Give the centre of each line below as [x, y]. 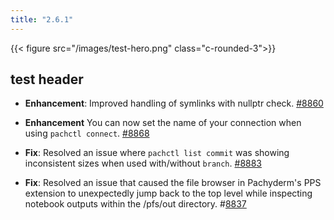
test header [47, 79]
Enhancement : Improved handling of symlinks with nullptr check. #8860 [174, 103]
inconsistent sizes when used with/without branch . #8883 [143, 163]
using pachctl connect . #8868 [87, 133]
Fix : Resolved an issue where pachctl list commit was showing [157, 153]
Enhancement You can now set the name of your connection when [163, 123]
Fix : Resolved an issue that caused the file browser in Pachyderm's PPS [173, 183]
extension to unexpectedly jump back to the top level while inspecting [168, 193]
